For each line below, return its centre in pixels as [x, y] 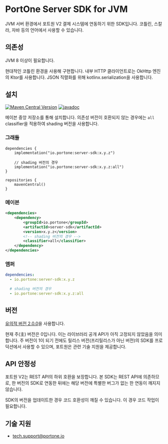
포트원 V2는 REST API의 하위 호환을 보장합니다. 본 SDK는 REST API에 [74, 377]
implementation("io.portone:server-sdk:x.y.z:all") [69, 167]
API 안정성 [21, 364]
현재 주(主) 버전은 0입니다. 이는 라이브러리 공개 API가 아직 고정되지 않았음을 [79, 334]
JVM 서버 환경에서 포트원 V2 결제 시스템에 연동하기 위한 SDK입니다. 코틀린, [79, 24]
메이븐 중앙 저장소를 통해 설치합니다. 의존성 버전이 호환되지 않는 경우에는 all [80, 117]
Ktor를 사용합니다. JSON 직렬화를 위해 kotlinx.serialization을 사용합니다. [82, 77]
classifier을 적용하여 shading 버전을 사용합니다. [52, 123]
